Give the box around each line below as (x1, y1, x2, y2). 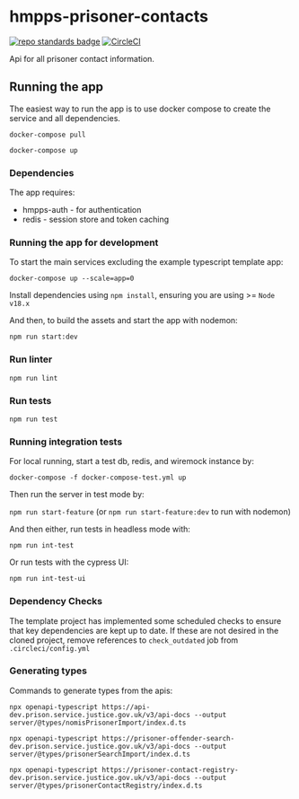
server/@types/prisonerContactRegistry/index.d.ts (9, 781, 203, 790)
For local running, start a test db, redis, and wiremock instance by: (9, 456, 254, 467)
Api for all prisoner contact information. (9, 53, 155, 64)
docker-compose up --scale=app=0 (9, 274, 135, 284)
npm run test (9, 415, 58, 424)
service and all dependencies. (9, 112, 121, 123)
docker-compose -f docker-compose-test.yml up (9, 473, 187, 482)
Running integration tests (9, 435, 123, 448)
